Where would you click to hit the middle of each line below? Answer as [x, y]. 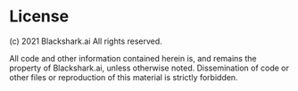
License [39, 17]
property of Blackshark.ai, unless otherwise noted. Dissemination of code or [149, 68]
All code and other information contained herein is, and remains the [133, 58]
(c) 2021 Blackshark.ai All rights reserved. [86, 41]
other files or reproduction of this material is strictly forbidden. [124, 77]
